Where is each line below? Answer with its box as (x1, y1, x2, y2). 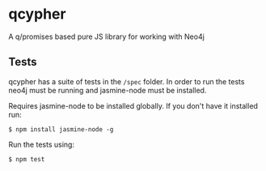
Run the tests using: (8, 139, 75, 149)
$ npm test (8, 155, 45, 163)
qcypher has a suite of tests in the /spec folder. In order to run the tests (8, 76, 245, 86)
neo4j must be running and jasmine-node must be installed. (8, 85, 207, 95)
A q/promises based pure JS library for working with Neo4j (8, 32, 205, 41)
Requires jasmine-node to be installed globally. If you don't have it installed (8, 100, 259, 110)
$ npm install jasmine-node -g (8, 125, 114, 134)
